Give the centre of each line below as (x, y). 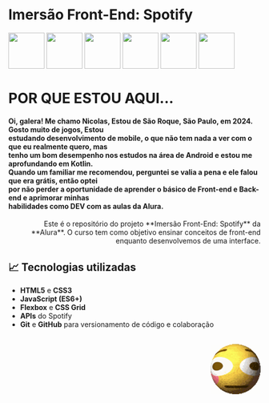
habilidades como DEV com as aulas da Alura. (86, 206)
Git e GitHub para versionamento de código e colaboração (117, 324)
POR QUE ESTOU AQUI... (91, 99)
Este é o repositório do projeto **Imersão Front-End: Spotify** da (152, 224)
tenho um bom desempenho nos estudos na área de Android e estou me (130, 155)
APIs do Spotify (46, 316)
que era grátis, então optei (53, 180)
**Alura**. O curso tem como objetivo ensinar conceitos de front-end (146, 232)
